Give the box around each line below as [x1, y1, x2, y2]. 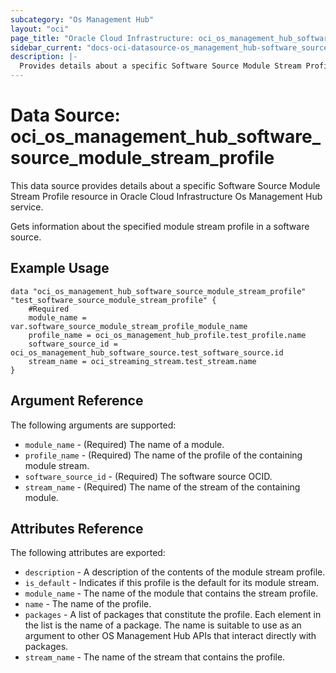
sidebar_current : [10, 42, 83, 53]
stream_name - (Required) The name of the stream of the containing [24, 481, 301, 493]
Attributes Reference [10, 520, 144, 537]
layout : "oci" [10, 24, 70, 34]
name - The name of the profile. [24, 598, 152, 610]
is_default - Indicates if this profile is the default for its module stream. [24, 577, 320, 589]
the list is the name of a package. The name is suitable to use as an [24, 619, 302, 631]
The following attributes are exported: [10, 547, 166, 559]
